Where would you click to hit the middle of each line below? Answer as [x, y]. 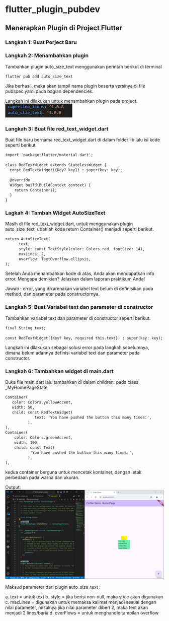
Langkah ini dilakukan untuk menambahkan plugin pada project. [71, 101]
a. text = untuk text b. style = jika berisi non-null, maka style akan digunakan [84, 597]
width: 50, [23, 407]
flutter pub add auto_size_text [39, 77]
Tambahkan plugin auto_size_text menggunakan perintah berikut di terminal [83, 66]
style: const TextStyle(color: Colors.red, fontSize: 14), [81, 249]
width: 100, [27, 442]
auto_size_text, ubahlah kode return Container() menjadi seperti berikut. [80, 229]
